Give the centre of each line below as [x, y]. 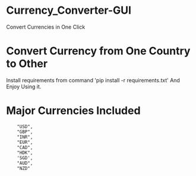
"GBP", [25, 132]
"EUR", [25, 142]
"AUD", [25, 163]
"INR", [25, 137]
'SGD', [25, 158]
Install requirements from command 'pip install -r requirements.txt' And [93, 80]
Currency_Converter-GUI [69, 10]
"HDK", [25, 153]
